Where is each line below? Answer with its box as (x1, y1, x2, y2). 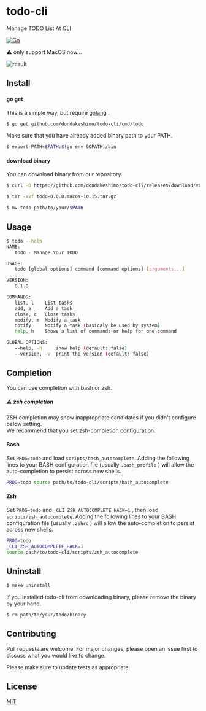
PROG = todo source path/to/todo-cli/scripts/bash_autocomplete (6, 479, 169, 486)
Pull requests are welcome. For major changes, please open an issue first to (6, 645, 198, 652)
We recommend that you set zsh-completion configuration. (6, 427, 156, 434)
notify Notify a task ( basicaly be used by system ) (14, 322, 161, 329)
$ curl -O (6, 182, 32, 188)
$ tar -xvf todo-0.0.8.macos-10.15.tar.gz (6, 193, 116, 200)
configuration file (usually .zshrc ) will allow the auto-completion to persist (6, 519, 195, 526)
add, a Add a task (14, 305, 72, 311)
